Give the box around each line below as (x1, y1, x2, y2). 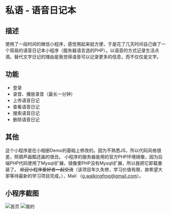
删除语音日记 (12, 116, 40, 122)
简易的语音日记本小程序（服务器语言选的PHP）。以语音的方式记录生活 (9, 47, 155, 53)
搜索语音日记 (12, 110, 40, 116)
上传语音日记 (12, 97, 40, 103)
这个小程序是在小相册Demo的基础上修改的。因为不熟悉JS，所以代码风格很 (5, 147, 161, 153)
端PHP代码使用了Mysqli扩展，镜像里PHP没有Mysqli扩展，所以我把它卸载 (5, 160, 158, 166)
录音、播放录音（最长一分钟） (12, 91, 75, 97)
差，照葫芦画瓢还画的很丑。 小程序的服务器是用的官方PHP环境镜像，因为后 (5, 153, 163, 159)
